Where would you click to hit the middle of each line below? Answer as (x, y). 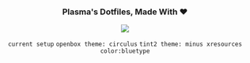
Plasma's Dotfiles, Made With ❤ (125, 12)
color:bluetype (125, 51)
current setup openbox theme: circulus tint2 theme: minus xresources (125, 44)
